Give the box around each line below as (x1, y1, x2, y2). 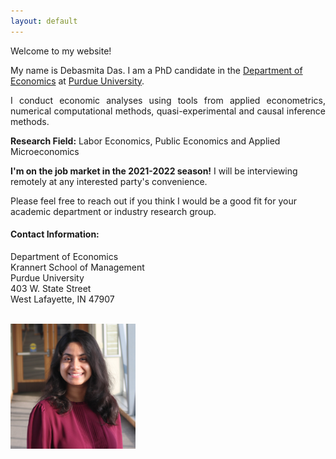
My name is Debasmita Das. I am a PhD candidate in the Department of (10, 64, 303, 76)
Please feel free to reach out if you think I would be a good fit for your (10, 195, 297, 207)
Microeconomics (10, 145, 80, 157)
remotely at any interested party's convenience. (10, 175, 208, 187)
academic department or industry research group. (10, 205, 217, 217)
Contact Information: (10, 228, 100, 240)
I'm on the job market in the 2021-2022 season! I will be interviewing (10, 165, 298, 177)
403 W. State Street (10, 282, 92, 294)
